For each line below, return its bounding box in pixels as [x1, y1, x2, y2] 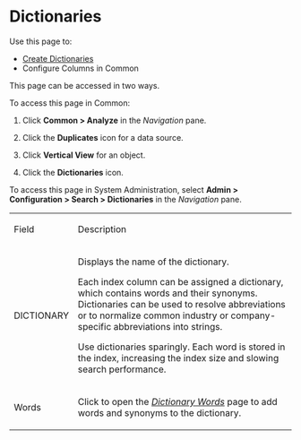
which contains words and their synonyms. [77, 287, 258, 299]
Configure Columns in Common [21, 63, 139, 73]
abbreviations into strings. [113, 320, 223, 332]
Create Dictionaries [21, 53, 94, 64]
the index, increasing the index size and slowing [77, 351, 279, 364]
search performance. [77, 363, 167, 375]
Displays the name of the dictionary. [77, 255, 230, 268]
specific [77, 320, 112, 332]
